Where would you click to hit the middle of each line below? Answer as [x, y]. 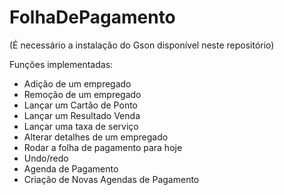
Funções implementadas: [61, 64]
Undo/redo [46, 158]
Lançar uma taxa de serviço [81, 126]
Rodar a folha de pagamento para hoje [103, 147]
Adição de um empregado [77, 83]
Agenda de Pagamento [71, 168]
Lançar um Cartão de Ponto [80, 105]
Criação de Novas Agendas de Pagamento [111, 179]
